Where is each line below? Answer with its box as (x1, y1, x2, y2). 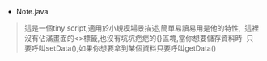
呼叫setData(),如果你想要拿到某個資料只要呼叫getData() (31, 43, 217, 53)
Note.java (15, 7, 49, 16)
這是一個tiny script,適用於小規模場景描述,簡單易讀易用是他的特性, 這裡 (23, 23, 259, 33)
